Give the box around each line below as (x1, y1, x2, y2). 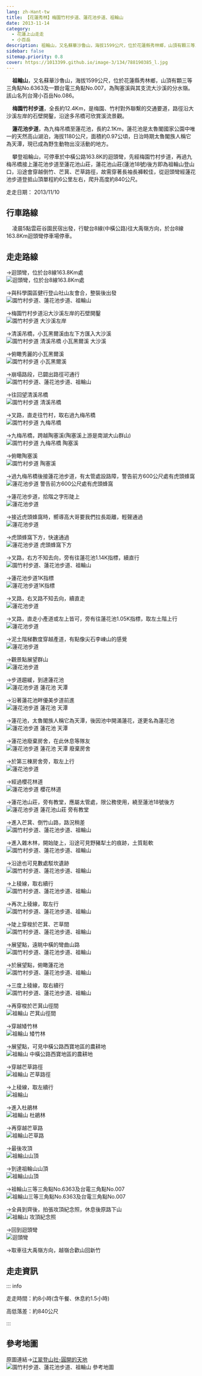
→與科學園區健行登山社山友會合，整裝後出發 (6, 289, 117, 296)
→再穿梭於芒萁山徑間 (6, 1002, 59, 1010)
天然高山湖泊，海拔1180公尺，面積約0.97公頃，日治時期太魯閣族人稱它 (16, 132, 191, 139)
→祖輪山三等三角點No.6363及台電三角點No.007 (6, 1185, 125, 1193)
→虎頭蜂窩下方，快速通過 (6, 534, 70, 541)
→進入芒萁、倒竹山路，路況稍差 (6, 819, 85, 826)
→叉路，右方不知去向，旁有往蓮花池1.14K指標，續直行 (6, 554, 140, 561)
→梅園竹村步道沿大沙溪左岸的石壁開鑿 (6, 310, 101, 317)
